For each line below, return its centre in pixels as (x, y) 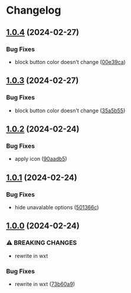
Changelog (34, 10)
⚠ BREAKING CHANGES (42, 243)
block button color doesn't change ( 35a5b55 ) (70, 110)
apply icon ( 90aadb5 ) (41, 159)
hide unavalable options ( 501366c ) (57, 207)
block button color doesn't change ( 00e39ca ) (70, 62)
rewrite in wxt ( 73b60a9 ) (45, 284)
